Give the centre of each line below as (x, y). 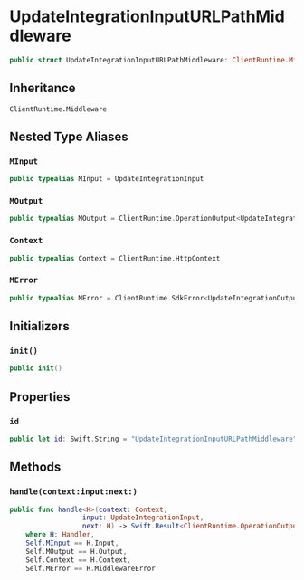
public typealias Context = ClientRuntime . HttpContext (115, 258)
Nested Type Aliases (69, 137)
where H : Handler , (60, 535)
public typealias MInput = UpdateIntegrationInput (107, 179)
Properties (40, 397)
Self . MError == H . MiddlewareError (90, 568)
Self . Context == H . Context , (78, 560)
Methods (35, 467)
